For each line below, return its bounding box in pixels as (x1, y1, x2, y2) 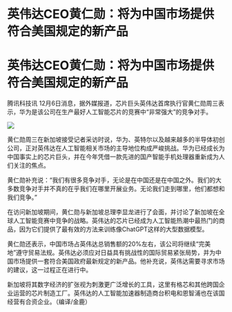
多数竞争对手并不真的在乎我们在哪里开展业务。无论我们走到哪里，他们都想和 (7, 184, 225, 193)
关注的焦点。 (12, 162, 50, 170)
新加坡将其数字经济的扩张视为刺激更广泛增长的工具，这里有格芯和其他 (7, 280, 207, 289)
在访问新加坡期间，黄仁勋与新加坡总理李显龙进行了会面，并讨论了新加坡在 (7, 208, 219, 216)
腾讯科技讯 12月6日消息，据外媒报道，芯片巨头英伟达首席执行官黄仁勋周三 (7, 99, 219, 108)
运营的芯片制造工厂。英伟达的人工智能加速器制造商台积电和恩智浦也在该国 (12, 289, 225, 298)
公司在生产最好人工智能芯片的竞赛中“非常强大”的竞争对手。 (43, 108, 213, 116)
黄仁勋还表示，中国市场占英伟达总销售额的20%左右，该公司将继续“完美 (7, 240, 211, 248)
